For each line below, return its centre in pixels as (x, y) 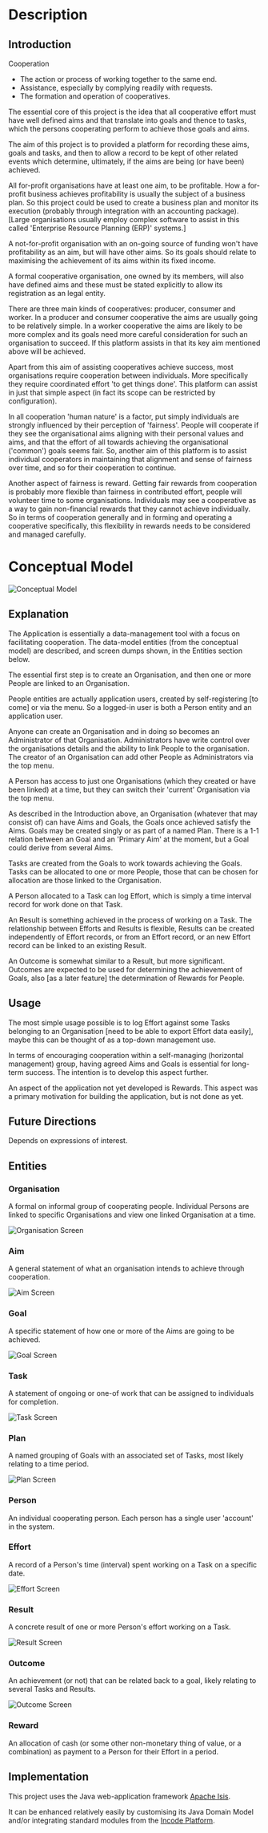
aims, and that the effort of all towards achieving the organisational (118, 442)
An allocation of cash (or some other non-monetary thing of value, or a (125, 1743)
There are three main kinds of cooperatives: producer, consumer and (122, 309)
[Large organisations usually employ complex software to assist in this (124, 219)
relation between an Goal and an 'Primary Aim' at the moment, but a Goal (129, 839)
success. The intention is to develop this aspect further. (117, 1072)
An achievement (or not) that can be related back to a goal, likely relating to (132, 1681)
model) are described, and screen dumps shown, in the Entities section (126, 651)
